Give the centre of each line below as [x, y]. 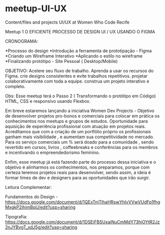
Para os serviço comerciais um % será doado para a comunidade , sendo [80, 142]
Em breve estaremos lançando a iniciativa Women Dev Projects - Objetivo [80, 111]
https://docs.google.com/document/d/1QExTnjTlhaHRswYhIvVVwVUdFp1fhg [83, 202]
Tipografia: [16, 216]
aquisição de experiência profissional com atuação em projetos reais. [76, 126]
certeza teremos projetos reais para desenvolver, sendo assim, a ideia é [78, 172]
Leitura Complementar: [28, 187]
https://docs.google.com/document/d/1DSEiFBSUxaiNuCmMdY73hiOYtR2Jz [82, 222]
